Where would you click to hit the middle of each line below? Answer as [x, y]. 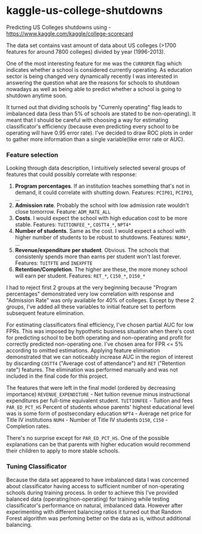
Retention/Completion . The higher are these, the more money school [101, 270]
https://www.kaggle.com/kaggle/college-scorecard [70, 33]
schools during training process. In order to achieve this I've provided [92, 492]
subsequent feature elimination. [45, 313]
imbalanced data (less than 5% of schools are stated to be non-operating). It [101, 113]
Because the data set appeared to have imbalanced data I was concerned [98, 480]
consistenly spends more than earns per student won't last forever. [98, 256]
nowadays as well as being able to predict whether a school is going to [94, 89]
